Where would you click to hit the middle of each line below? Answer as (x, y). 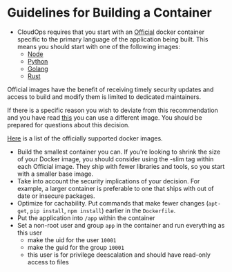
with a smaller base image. (55, 174)
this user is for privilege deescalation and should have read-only (119, 255)
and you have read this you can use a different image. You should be (105, 117)
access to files (48, 262)
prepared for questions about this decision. (68, 125)
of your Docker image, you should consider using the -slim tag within (115, 159)
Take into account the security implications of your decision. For (108, 181)
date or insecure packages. (56, 196)
